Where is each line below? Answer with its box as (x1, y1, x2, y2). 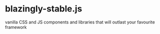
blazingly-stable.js (5, 3, 82, 14)
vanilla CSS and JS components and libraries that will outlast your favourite (5, 19, 155, 25)
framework (5, 24, 27, 30)
